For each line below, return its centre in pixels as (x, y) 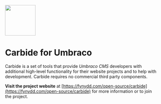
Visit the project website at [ (34, 86)
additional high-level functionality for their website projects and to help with (81, 71)
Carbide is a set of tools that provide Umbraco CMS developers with (73, 66)
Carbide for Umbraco (49, 53)
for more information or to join (122, 91)
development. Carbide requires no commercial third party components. (76, 76)
